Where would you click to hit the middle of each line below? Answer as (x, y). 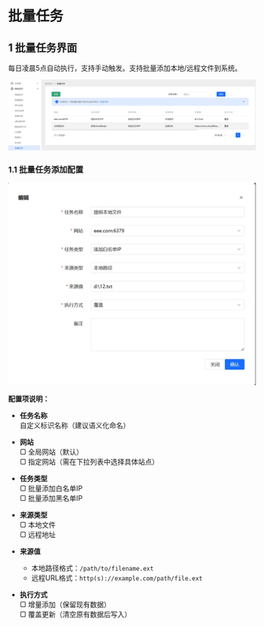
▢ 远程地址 (38, 534)
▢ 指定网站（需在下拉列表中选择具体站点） (89, 461)
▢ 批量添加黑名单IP (51, 498)
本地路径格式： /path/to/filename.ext (92, 568)
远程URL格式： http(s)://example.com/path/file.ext (117, 578)
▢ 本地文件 (38, 524)
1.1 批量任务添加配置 (46, 169)
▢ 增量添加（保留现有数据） (65, 604)
